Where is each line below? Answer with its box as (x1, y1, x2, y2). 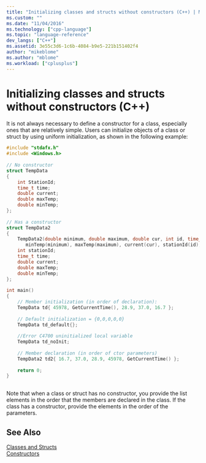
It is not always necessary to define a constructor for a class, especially (6, 120, 188, 128)
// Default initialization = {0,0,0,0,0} (17, 316, 124, 322)
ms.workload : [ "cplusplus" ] (6, 60, 78, 66)
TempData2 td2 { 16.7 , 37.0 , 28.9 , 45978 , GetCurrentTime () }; (17, 356, 180, 362)
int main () (6, 288, 34, 294)
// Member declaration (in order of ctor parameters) (17, 350, 158, 356)
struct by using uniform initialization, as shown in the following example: (6, 133, 188, 140)
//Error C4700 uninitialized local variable (17, 333, 133, 339)
